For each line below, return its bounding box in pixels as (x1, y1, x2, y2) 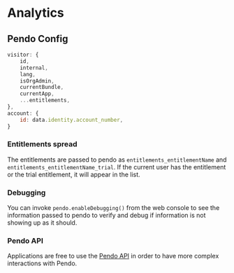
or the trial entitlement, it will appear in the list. (7, 170, 141, 178)
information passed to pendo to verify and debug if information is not (7, 211, 206, 220)
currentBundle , (20, 84, 64, 91)
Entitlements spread (7, 139, 78, 149)
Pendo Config (7, 33, 68, 45)
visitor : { (7, 51, 39, 58)
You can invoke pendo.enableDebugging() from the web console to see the (7, 204, 220, 212)
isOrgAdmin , (20, 77, 54, 85)
